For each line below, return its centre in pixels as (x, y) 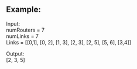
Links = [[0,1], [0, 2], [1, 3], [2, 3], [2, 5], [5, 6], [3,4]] (69, 42)
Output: (15, 54)
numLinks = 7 (23, 36)
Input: (13, 23)
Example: (23, 10)
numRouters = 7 (25, 30)
